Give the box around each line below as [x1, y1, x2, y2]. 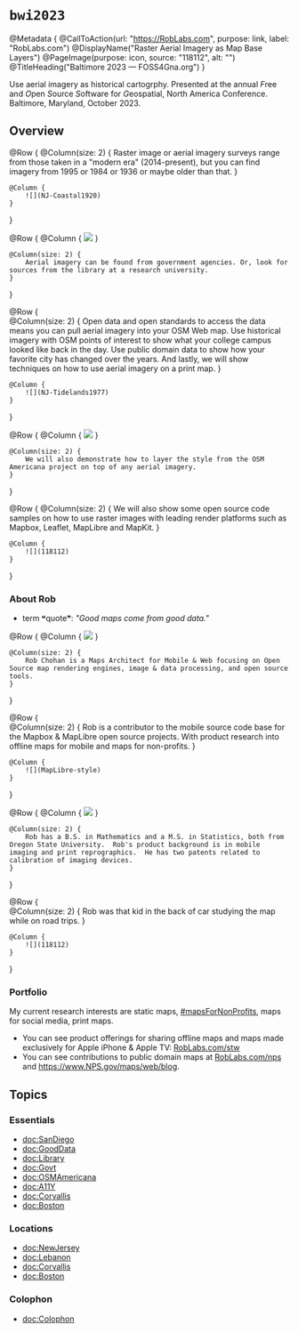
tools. [9, 672, 34, 681]
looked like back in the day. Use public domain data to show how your [9, 343, 265, 354]
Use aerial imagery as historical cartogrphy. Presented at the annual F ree [9, 78, 278, 89]
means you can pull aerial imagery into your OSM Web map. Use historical [9, 325, 282, 335]
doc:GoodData [21, 1143, 77, 1154]
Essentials [9, 1113, 55, 1126]
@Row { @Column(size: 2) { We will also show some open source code [9, 503, 270, 513]
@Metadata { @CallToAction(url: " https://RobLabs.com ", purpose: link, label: [9, 33, 289, 44]
